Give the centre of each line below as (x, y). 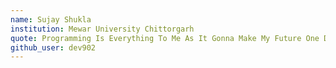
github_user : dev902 (53, 47)
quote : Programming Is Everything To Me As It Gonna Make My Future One (165, 38)
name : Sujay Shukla (51, 19)
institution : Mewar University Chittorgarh (102, 29)
